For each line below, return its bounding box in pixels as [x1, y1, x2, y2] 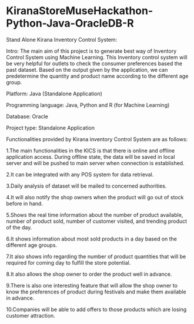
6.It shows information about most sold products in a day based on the [6, 235, 178, 242]
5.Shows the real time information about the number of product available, [6, 211, 183, 218]
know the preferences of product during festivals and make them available [6, 288, 186, 295]
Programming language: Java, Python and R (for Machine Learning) [6, 101, 170, 108]
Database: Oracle [6, 113, 48, 120]
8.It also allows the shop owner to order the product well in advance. [6, 270, 172, 278]
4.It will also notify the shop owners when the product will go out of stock [6, 193, 184, 201]
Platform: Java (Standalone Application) [6, 90, 103, 97]
